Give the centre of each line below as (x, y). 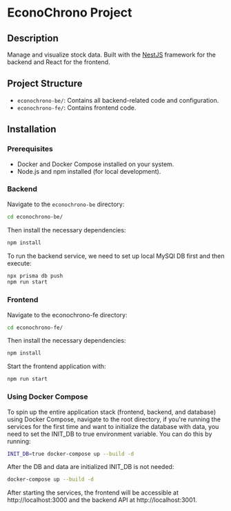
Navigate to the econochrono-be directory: (66, 204)
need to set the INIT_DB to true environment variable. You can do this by (110, 434)
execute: (20, 263)
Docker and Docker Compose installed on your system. (96, 164)
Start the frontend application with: (57, 366)
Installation (32, 129)
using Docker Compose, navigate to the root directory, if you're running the (114, 419)
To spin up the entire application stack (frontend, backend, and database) (111, 412)
